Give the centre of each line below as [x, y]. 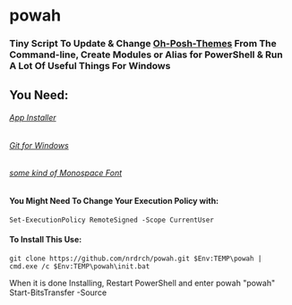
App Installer [33, 118]
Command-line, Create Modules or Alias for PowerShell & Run [146, 55]
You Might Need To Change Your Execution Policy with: [114, 200]
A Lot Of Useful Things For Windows [90, 66]
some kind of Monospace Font [66, 173]
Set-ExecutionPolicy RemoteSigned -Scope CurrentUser [112, 220]
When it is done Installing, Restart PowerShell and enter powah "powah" [142, 283]
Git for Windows [39, 145]
